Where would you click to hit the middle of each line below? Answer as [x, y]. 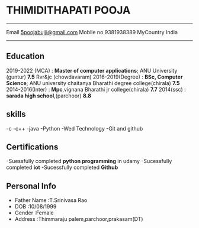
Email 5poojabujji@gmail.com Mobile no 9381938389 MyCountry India [92, 32]
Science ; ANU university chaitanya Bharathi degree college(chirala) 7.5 [93, 83]
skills [16, 114]
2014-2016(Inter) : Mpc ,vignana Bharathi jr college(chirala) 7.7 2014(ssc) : [96, 89]
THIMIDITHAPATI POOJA [68, 10]
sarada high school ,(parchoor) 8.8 [49, 96]
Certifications [32, 147]
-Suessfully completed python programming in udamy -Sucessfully [89, 161]
